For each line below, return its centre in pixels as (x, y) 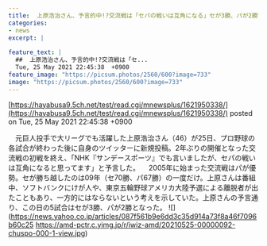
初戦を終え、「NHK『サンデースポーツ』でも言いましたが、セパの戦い (143, 158)
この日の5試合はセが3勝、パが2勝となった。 (94, 207)
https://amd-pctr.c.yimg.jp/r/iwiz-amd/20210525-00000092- (135, 225)
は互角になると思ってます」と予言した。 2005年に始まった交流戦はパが (129, 167)
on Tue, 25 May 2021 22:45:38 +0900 (70, 121)
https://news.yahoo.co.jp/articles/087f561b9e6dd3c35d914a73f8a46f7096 (134, 216)
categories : (28, 23)
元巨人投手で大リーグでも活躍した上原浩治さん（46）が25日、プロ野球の (135, 138)
